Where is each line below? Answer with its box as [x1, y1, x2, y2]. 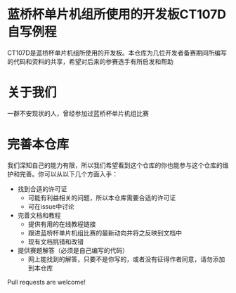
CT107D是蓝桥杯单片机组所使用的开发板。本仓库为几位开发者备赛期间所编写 [7, 48, 227, 57]
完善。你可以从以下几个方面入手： [19, 169, 118, 178]
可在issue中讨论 [27, 202, 75, 211]
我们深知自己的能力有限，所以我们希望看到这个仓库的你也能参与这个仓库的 [7, 161, 223, 169]
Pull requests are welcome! [7, 278, 86, 286]
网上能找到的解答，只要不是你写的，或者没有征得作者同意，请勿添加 [27, 254, 225, 263]
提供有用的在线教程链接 [27, 219, 96, 228]
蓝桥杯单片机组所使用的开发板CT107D [7, 6, 227, 22]
